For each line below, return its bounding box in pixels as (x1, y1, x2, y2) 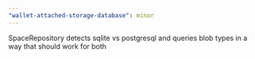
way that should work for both (8, 41, 107, 51)
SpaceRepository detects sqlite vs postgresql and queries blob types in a (8, 33, 248, 42)
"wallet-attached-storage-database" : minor (8, 11, 155, 20)
